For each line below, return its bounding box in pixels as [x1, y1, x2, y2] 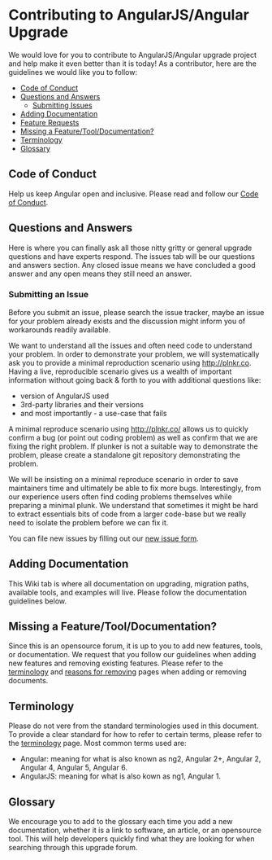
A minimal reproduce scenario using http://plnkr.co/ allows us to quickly [8, 423, 249, 433]
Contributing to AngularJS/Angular [8, 6, 249, 24]
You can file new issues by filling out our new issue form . [8, 533, 199, 543]
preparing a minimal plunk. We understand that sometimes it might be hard [8, 500, 258, 510]
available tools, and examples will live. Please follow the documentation [8, 587, 248, 597]
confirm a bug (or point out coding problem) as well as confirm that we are [8, 432, 258, 442]
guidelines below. [8, 596, 67, 606]
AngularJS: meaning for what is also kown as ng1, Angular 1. [19, 771, 222, 781]
